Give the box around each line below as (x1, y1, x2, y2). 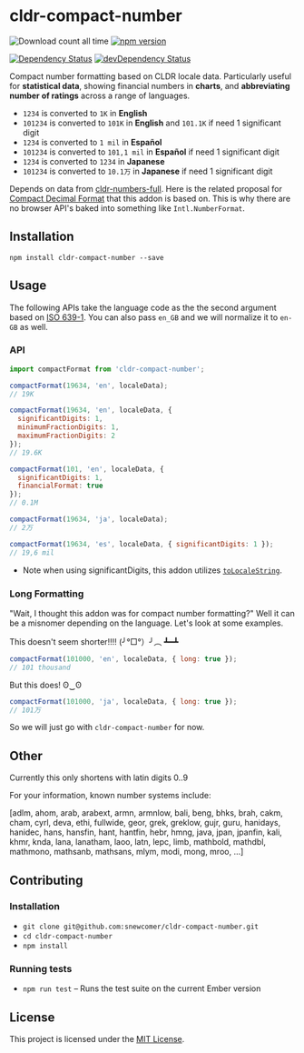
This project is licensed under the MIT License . (9, 1034, 185, 1045)
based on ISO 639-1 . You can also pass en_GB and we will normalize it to (9, 311, 279, 323)
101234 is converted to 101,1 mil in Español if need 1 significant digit (22, 146, 279, 157)
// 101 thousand (9, 663, 71, 672)
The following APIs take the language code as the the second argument (9, 302, 277, 313)
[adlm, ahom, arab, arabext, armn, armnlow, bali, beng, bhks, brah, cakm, (9, 807, 283, 818)
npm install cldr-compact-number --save (9, 253, 165, 262)
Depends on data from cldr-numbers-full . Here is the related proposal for (9, 183, 283, 194)
